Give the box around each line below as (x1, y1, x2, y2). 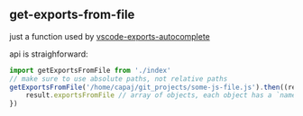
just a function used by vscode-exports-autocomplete (9, 31, 210, 41)
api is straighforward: (9, 49, 88, 59)
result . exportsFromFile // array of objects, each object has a (25, 91, 272, 100)
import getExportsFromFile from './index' (9, 66, 171, 75)
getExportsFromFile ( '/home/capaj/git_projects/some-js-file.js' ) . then (9, 83, 280, 92)
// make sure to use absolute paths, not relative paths (9, 74, 228, 84)
